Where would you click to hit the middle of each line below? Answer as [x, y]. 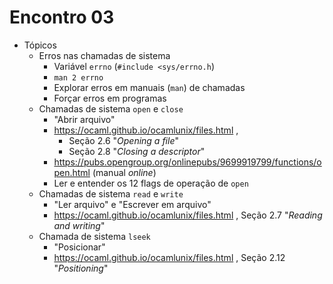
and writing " [79, 225]
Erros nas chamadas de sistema [104, 55]
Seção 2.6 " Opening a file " [123, 140]
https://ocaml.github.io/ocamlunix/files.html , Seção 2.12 [169, 257]
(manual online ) [124, 172]
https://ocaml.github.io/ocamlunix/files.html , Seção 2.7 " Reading [188, 215]
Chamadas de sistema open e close [111, 108]
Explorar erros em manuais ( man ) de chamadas [149, 87]
